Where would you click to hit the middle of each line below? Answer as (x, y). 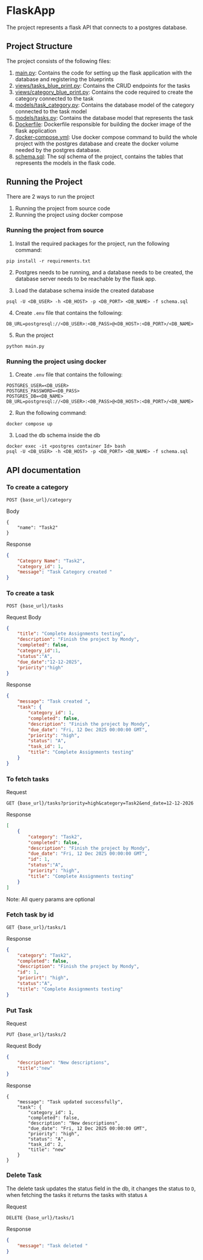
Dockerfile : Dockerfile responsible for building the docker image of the (103, 124)
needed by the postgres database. (58, 150)
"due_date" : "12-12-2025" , (50, 662)
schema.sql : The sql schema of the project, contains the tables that (99, 156)
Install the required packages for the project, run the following (92, 244)
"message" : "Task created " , (54, 701)
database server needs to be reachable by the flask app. (85, 279)
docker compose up (29, 424)
